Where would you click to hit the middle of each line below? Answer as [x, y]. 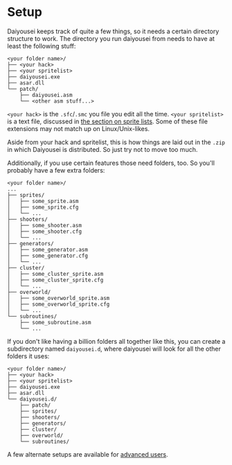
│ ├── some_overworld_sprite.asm [59, 298]
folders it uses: [28, 356]
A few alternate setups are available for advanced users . [88, 454]
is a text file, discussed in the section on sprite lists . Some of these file [107, 121]
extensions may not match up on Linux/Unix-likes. [79, 128]
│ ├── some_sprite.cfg [43, 207]
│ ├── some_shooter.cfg [44, 231]
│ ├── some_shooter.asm [44, 225]
